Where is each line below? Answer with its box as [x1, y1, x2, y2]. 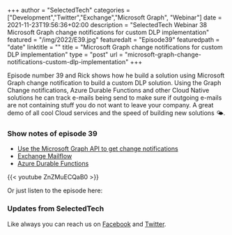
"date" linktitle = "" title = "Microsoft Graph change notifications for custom [7, 43, 223, 51]
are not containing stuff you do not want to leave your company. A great [7, 101, 214, 109]
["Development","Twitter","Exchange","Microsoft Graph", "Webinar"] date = [7, 13, 222, 22]
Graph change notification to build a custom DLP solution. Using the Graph [7, 79, 222, 86]
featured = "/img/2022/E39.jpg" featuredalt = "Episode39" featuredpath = [7, 36, 220, 44]
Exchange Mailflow [17, 152, 72, 160]
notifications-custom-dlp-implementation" [7, 58, 129, 66]
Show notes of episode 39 [7, 128, 98, 138]
